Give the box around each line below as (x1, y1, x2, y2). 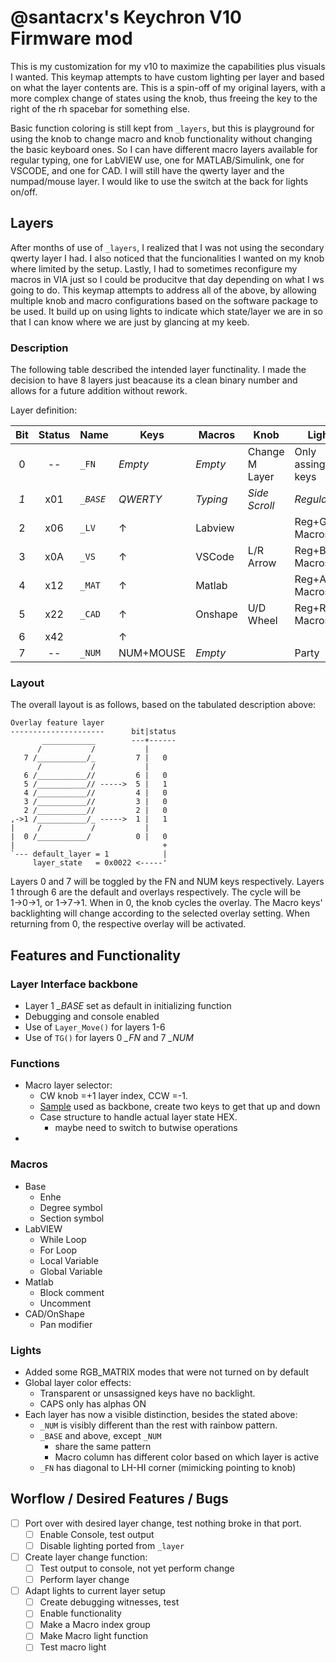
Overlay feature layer (10, 718, 105, 728)
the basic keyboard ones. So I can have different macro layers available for (10, 143, 318, 155)
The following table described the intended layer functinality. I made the (10, 364, 307, 376)
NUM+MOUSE (118, 646, 187, 660)
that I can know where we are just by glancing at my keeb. (10, 316, 250, 328)
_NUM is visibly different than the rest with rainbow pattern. (39, 1419, 278, 1431)
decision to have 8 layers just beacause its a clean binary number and (10, 374, 298, 386)
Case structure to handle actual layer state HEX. (39, 1111, 238, 1123)
